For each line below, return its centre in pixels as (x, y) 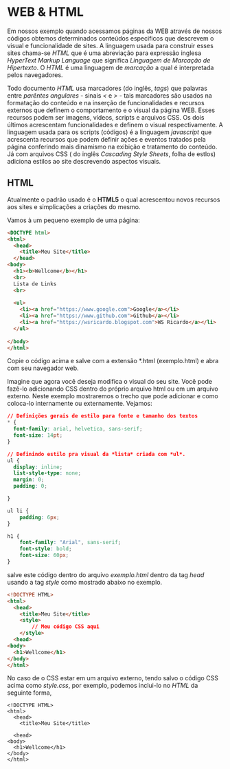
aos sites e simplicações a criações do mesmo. (74, 206)
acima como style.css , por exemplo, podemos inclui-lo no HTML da (103, 686)
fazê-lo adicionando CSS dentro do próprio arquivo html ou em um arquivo (113, 389)
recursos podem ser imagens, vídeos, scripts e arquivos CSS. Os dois (106, 117)
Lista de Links (35, 284)
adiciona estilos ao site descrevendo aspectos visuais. (84, 161)
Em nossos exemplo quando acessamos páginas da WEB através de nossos (115, 31)
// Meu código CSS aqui (66, 627)
